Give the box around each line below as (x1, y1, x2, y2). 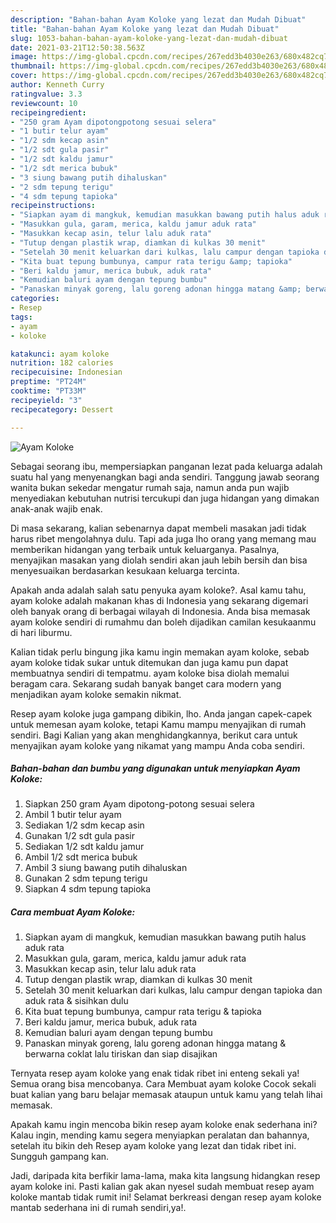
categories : (10, 294, 60, 304)
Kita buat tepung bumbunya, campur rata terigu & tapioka (24, 1006, 262, 1018)
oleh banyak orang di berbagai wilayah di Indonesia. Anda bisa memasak (10, 605, 311, 617)
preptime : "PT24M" (10, 377, 87, 387)
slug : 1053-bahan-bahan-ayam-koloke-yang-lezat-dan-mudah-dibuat (10, 33, 288, 43)
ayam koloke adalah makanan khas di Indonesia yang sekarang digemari (10, 594, 309, 606)
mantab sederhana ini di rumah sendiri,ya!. (10, 1202, 187, 1214)
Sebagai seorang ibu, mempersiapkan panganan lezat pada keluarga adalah (10, 460, 323, 472)
